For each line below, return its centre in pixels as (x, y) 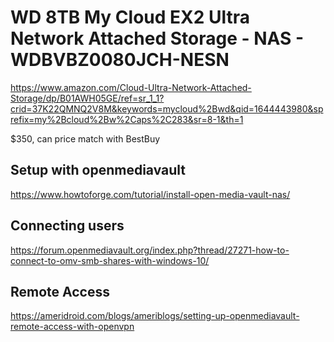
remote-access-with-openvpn (72, 327)
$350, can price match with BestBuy (85, 138)
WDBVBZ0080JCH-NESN (120, 60)
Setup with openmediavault (98, 170)
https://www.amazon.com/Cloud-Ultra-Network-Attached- (131, 87)
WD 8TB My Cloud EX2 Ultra (130, 17)
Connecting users (67, 226)
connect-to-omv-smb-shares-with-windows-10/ (110, 260)
